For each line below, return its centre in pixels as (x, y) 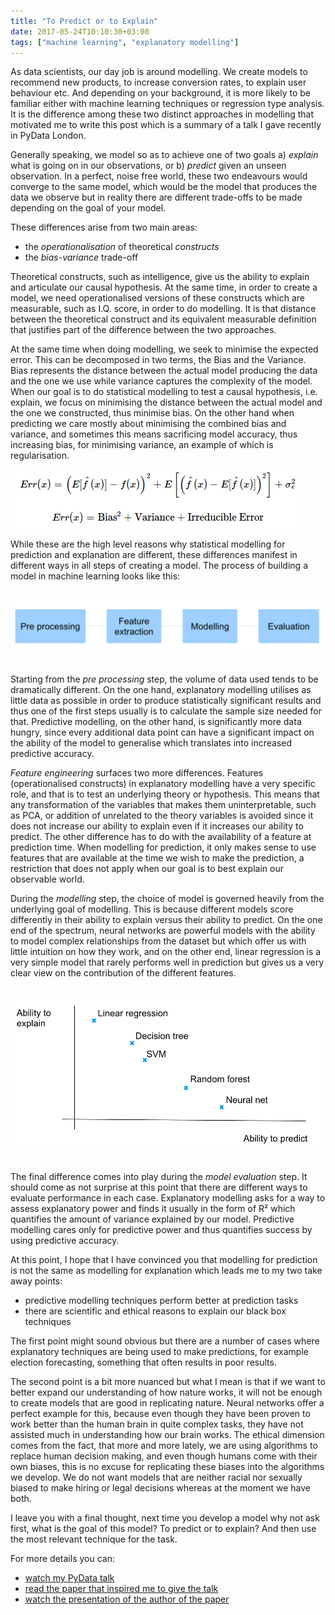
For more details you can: (62, 1559)
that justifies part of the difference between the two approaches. (143, 330)
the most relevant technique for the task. (94, 1539)
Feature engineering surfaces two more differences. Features (137, 773)
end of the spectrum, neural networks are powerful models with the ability (163, 931)
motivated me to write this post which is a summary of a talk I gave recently (166, 125)
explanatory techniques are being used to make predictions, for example (159, 1352)
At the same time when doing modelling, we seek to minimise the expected (164, 349)
